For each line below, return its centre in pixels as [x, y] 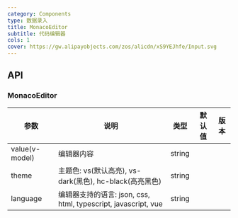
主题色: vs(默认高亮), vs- [100, 171]
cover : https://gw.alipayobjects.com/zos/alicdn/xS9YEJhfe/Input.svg [112, 47]
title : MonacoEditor [38, 27]
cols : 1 [19, 40]
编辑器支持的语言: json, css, [104, 194]
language [27, 198]
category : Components [39, 14]
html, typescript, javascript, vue [110, 204]
